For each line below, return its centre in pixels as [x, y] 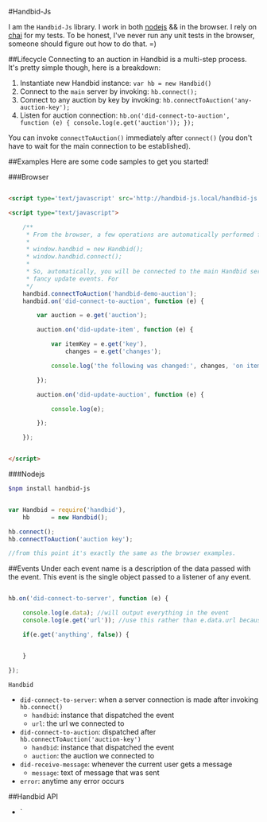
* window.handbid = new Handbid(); [85, 250]
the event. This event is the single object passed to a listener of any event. [130, 577]
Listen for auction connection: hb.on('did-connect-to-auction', [125, 115]
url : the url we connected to [78, 723]
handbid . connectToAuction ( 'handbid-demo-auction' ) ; [110, 293]
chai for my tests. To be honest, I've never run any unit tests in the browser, [132, 35]
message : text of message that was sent [95, 772]
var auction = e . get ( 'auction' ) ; [92, 316]
